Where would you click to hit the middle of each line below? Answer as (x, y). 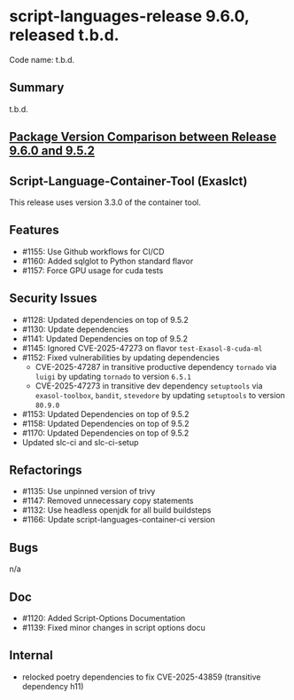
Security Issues (53, 299)
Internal (31, 655)
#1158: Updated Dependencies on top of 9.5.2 (105, 423)
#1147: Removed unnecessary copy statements (108, 501)
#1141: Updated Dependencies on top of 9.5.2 (105, 338)
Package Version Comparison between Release (143, 137)
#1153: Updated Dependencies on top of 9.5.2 (105, 413)
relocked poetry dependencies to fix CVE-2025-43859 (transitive (141, 677)
